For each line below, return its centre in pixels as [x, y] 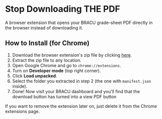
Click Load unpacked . [35, 76]
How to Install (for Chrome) [47, 43]
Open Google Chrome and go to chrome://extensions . [67, 65]
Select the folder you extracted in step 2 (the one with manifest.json [81, 81]
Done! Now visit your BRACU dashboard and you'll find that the [76, 91]
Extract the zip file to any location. [47, 60]
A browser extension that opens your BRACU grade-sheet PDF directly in [79, 23]
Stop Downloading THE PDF [63, 9]
